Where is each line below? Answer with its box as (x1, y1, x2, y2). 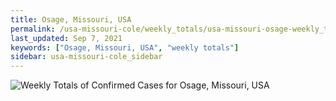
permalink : (10, 24, 56, 34)
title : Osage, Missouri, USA (10, 14, 132, 25)
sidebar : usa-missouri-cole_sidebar (10, 52, 163, 62)
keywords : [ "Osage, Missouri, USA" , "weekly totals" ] (10, 42, 240, 53)
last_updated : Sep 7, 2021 (10, 33, 123, 43)
